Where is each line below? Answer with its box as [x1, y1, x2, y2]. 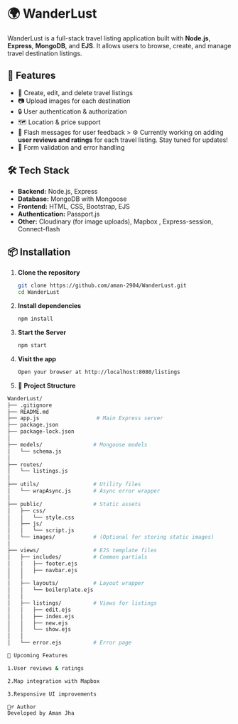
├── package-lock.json [7, 428, 75, 435]
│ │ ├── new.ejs [7, 619, 69, 627]
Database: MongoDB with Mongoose [17, 194, 127, 203]
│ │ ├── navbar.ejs [7, 566, 78, 574]
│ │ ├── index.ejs [7, 613, 75, 620]
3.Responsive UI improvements [7, 690, 97, 698]
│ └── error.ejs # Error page [7, 640, 132, 647]
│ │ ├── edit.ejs [7, 606, 72, 613]
